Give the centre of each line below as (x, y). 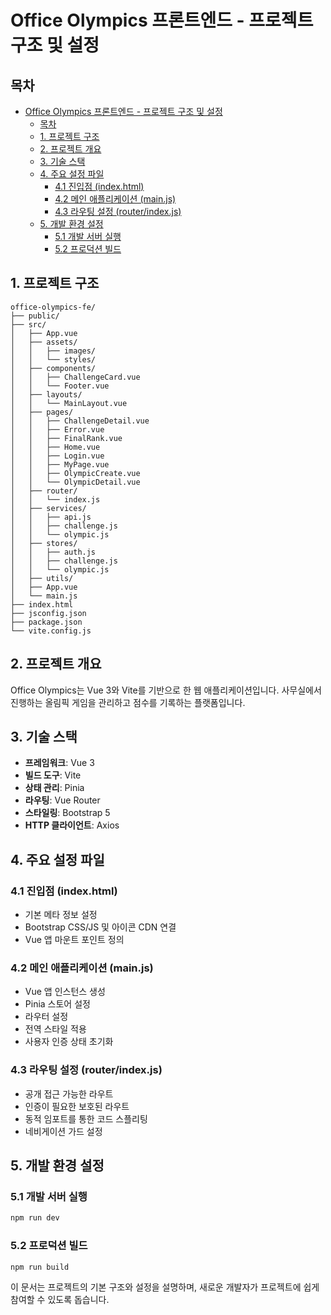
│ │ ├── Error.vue (57, 429)
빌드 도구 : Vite (53, 775)
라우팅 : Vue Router (62, 800)
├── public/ (35, 316)
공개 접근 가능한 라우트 (69, 1093)
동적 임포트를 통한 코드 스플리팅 (86, 1118)
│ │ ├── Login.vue (57, 456)
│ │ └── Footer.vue (60, 386)
